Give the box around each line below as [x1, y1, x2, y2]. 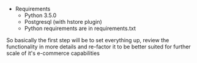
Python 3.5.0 [24, 12, 57, 19]
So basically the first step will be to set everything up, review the [6, 37, 169, 43]
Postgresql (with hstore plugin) [24, 18, 102, 25]
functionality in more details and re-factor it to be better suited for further [6, 43, 191, 50]
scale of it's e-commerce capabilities [6, 50, 100, 57]
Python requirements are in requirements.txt [24, 24, 136, 32]
